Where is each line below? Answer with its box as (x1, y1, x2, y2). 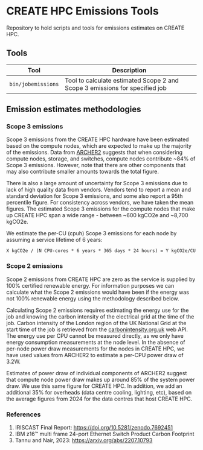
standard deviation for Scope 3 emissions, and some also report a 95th (6, 192, 183, 200)
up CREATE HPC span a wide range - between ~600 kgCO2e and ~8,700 (6, 212, 188, 219)
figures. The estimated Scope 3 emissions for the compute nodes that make (6, 205, 195, 212)
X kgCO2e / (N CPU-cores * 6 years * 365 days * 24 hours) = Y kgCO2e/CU (6, 248, 196, 254)
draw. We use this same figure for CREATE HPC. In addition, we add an (6, 382, 182, 390)
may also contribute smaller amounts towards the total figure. (6, 168, 159, 176)
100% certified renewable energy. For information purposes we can (6, 282, 175, 289)
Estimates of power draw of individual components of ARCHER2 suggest (6, 369, 187, 376)
